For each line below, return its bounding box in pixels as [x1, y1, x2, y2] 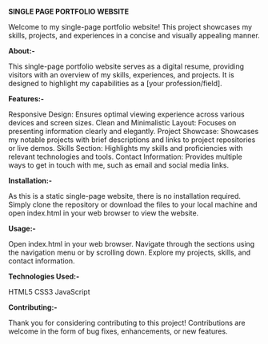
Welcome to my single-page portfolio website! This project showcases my [8, 22, 253, 31]
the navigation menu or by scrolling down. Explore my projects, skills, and [8, 247, 251, 257]
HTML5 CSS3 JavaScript [8, 287, 90, 296]
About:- [8, 46, 35, 55]
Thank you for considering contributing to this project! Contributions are [8, 318, 246, 327]
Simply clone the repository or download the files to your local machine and [8, 200, 258, 209]
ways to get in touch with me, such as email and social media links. [8, 160, 230, 170]
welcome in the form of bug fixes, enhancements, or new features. [8, 326, 228, 336]
